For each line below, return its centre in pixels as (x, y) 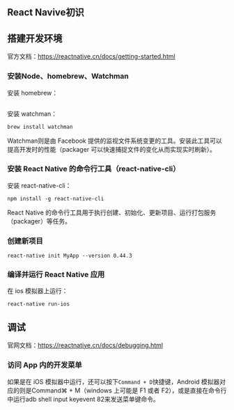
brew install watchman (40, 127)
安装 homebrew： (33, 93)
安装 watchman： (32, 113)
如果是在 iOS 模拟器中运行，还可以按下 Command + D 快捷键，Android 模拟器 (114, 381)
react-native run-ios (39, 304)
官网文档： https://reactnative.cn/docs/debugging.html (85, 345)
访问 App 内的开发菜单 (45, 365)
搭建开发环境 (35, 38)
